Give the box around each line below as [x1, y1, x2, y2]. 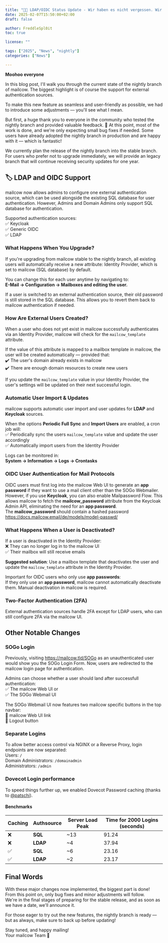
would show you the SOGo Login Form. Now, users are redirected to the [5, 660, 153, 666]
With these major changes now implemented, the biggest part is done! [5, 886, 150, 892]
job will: [5, 426, 21, 432]
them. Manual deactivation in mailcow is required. [5, 584, 107, 591]
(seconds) [119, 822, 145, 830]
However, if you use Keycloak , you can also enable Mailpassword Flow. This [5, 493, 162, 499]
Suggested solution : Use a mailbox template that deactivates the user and [5, 559, 159, 565]
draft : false [5, 17, 32, 22]
